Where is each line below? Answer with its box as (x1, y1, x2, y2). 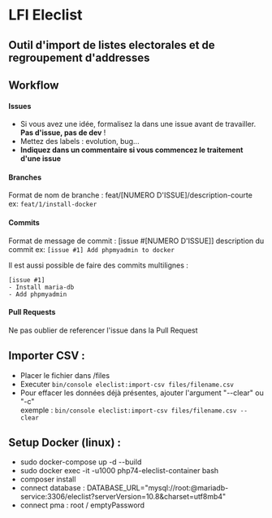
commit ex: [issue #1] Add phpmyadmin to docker (8, 244, 175, 254)
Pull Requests (8, 307, 56, 317)
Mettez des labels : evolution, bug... (19, 137, 140, 146)
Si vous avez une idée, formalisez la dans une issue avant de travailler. (19, 120, 257, 129)
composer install (19, 474, 76, 485)
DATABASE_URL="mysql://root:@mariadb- (86, 483, 229, 493)
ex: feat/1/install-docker (8, 199, 97, 209)
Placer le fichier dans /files (19, 370, 110, 380)
